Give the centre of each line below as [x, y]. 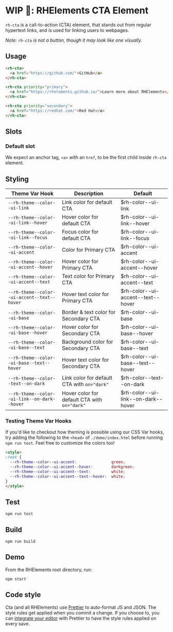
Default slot [20, 146]
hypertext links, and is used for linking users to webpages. [67, 30]
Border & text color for [89, 312]
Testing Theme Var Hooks [38, 421]
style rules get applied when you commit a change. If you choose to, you [82, 612]
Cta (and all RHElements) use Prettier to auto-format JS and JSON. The [81, 607]
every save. [18, 624]
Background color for [87, 342]
